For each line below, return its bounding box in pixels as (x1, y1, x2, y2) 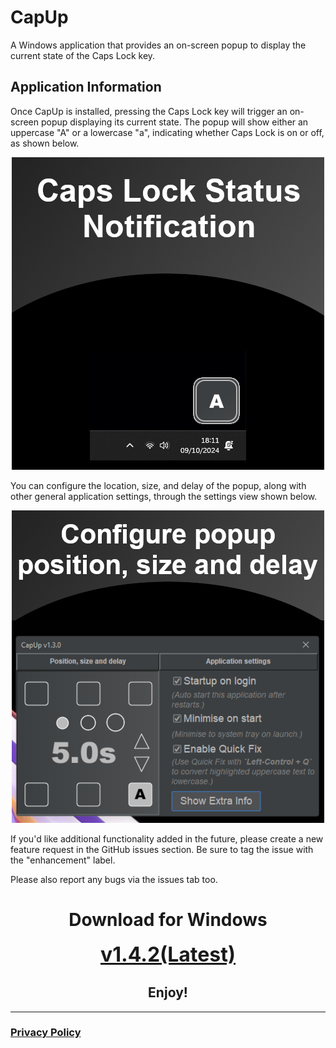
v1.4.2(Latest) (100, 941, 236, 967)
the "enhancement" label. (10, 854, 116, 866)
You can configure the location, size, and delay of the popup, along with (10, 479, 307, 491)
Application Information (10, 79, 162, 96)
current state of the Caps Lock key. (10, 49, 156, 61)
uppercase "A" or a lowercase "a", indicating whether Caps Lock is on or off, (10, 126, 325, 138)
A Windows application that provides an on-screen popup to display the (10, 39, 307, 51)
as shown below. (10, 137, 80, 149)
